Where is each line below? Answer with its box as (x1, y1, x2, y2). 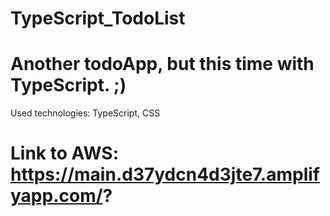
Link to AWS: (10, 142, 119, 165)
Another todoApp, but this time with (10, 53, 315, 76)
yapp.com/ (10, 185, 103, 207)
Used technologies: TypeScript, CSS (10, 107, 161, 119)
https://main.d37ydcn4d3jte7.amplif (10, 163, 320, 186)
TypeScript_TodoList (10, 7, 186, 30)
